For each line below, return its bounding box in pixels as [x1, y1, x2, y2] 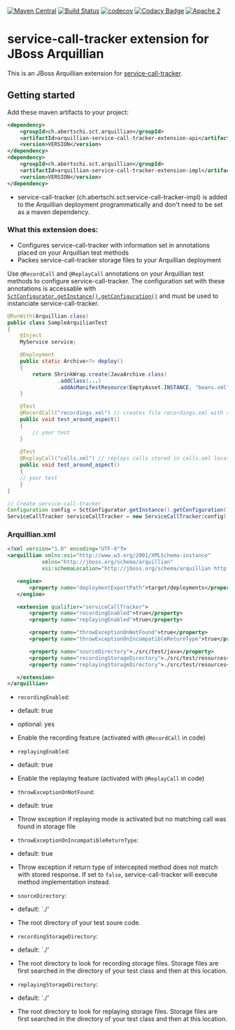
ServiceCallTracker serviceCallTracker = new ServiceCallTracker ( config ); [7, 513, 230, 521]
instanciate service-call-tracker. [7, 299, 99, 307]
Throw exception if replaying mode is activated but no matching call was [17, 815, 227, 824]
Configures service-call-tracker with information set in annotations [17, 241, 210, 249]
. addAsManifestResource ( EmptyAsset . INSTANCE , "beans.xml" [57, 383, 230, 391]
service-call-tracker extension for [7, 31, 209, 47]
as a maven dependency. [17, 207, 90, 216]
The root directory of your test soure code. [17, 919, 141, 927]
